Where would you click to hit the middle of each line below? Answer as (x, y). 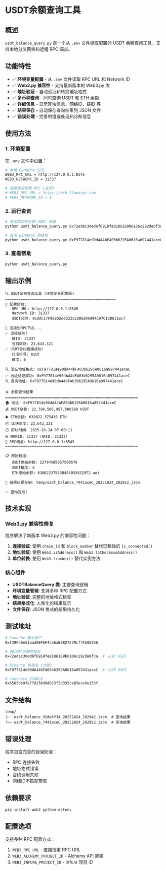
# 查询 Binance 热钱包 (27, 235)
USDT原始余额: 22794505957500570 (44, 462)
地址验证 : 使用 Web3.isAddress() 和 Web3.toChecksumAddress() (75, 552)
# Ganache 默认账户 (24, 638)
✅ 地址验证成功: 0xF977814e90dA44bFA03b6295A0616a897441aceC (67, 376)
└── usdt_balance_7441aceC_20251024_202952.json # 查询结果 (68, 723)
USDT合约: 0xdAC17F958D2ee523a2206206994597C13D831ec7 (68, 318)
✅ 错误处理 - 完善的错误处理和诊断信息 (52, 116)
